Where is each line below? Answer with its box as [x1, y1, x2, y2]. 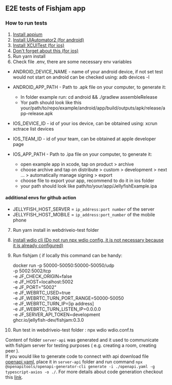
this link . [5, 374, 23, 380]
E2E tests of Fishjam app [5, 4, 86, 13]
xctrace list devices [12, 125, 54, 132]
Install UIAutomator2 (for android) [12, 36, 84, 43]
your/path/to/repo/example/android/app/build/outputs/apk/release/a [20, 105, 165, 111]
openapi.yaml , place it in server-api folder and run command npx [5, 358, 143, 364]
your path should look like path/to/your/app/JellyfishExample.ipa [20, 182, 157, 189]
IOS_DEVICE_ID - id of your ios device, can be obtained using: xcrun [12, 120, 158, 126]
